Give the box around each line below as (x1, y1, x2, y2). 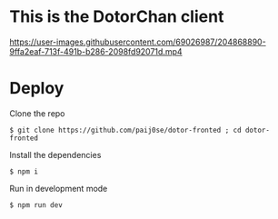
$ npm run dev (9, 200, 64, 210)
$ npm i (9, 166, 39, 176)
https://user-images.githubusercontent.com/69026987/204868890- (9, 36, 266, 47)
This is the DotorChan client (9, 6, 224, 27)
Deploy (9, 78, 65, 99)
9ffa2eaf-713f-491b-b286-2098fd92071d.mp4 (9, 45, 184, 56)
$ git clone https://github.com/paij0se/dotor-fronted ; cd (9, 125, 243, 134)
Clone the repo (9, 107, 65, 119)
